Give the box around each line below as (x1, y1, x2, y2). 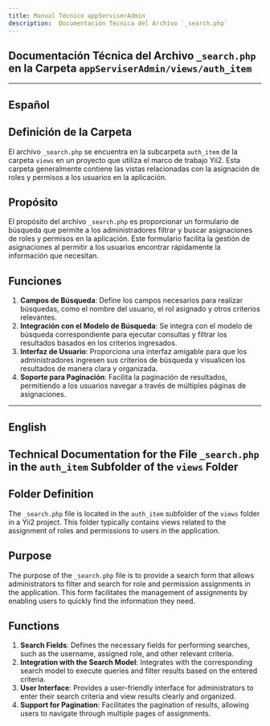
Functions (8, 619, 60, 633)
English (8, 420, 47, 434)
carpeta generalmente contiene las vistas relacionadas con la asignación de (8, 164, 260, 173)
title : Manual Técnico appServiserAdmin (8, 11, 146, 20)
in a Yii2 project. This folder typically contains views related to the (8, 517, 227, 527)
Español (8, 98, 50, 112)
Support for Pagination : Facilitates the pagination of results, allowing (19, 700, 249, 710)
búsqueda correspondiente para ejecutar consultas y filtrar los (19, 330, 227, 340)
